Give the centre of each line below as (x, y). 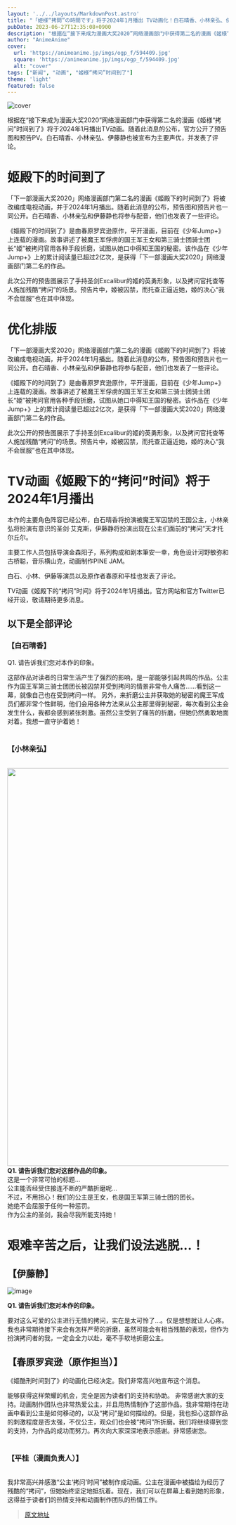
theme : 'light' (29, 79)
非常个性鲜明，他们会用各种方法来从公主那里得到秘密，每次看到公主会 (127, 703)
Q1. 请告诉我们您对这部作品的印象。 (59, 1171)
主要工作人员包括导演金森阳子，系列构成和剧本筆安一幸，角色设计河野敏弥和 (118, 552)
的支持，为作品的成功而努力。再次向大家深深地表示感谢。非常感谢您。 (109, 1430)
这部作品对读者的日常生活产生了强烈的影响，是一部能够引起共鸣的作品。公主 (118, 677)
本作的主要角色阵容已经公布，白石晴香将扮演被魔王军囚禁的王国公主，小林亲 (118, 520)
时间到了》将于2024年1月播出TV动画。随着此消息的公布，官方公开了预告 (122, 129)
